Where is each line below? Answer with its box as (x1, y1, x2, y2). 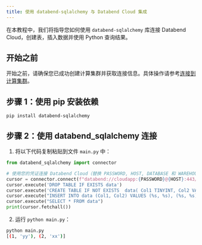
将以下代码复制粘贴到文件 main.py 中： (14, 148, 111, 155)
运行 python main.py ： (14, 216, 70, 223)
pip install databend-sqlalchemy (6, 113, 90, 119)
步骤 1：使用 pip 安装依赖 (6, 97, 99, 107)
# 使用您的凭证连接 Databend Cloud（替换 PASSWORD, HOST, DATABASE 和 (6, 171, 176, 177)
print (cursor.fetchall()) (6, 204, 71, 210)
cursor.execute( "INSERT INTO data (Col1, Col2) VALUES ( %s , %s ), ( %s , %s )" (6, 193, 200, 199)
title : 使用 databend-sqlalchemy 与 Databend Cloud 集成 (6, 8, 147, 15)
